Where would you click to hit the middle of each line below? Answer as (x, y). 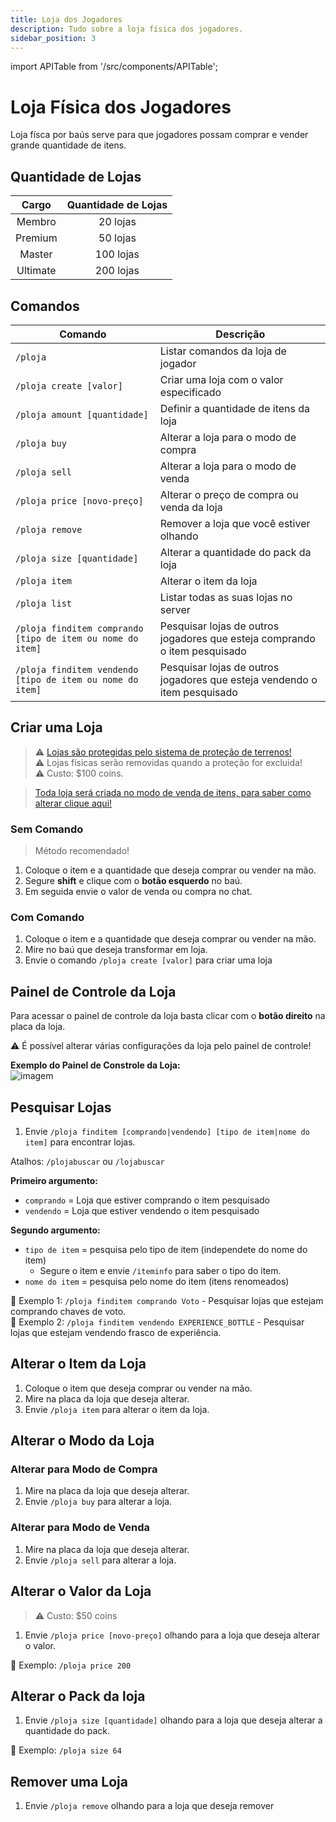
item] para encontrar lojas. (80, 1142)
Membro (36, 222)
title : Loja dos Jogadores (66, 19)
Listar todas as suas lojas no (226, 597)
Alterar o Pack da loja (78, 1696)
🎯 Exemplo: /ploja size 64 (66, 1750)
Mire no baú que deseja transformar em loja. (116, 950)
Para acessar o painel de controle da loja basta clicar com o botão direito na (168, 1016)
